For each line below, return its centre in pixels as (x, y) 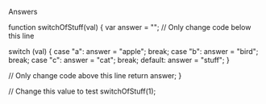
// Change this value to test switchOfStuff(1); (82, 91)
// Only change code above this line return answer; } (95, 75)
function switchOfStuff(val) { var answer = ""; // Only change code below (130, 27)
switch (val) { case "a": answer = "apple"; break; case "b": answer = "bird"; (133, 51)
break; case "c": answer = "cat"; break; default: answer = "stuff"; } (119, 60)
